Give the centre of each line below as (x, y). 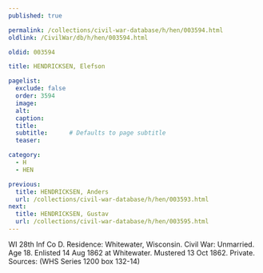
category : (25, 155)
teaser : (28, 141)
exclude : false (41, 89)
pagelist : (25, 81)
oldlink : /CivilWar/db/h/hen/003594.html (78, 38)
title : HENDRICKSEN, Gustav (62, 214)
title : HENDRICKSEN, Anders (62, 192)
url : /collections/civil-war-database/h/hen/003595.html (112, 222)
